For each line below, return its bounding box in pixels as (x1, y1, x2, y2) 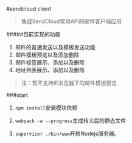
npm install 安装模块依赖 (15, 104, 78, 111)
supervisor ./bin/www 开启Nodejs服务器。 (15, 130, 120, 137)
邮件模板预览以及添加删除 (15, 51, 80, 58)
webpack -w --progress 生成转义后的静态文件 (15, 117, 127, 124)
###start (6, 91, 29, 99)
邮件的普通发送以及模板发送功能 (15, 44, 96, 51)
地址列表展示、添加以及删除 (15, 66, 85, 74)
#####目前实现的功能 (6, 30, 61, 38)
